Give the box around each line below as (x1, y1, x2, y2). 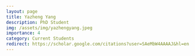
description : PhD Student (6, 19, 69, 25)
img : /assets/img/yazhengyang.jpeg (6, 24, 93, 31)
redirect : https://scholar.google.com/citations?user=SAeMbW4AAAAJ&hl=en (6, 41, 190, 47)
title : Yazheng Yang (6, 14, 57, 20)
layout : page (6, 8, 38, 15)
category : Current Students (6, 36, 75, 41)
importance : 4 (6, 30, 41, 36)
